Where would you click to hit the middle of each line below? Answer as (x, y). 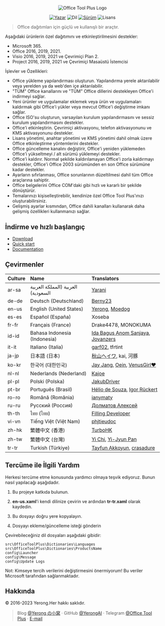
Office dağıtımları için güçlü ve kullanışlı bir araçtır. (68, 27)
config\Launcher (22, 553)
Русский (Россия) (51, 405)
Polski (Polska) (47, 381)
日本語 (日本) (45, 356)
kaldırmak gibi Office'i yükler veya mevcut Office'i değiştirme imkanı (81, 107)
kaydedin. (22, 507)
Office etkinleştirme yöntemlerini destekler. (56, 144)
